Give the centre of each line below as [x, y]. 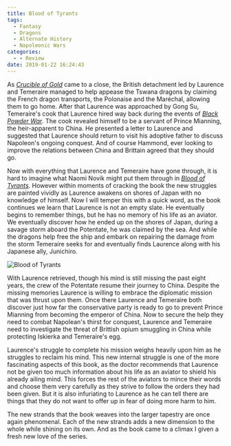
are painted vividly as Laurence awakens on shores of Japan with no [104, 193]
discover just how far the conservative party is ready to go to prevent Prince [115, 307]
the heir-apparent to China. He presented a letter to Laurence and [100, 128]
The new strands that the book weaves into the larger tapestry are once [109, 414]
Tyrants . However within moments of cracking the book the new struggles [112, 185]
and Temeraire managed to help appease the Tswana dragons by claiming [112, 92]
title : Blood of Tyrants [43, 13]
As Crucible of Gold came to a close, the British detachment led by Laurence [115, 84]
